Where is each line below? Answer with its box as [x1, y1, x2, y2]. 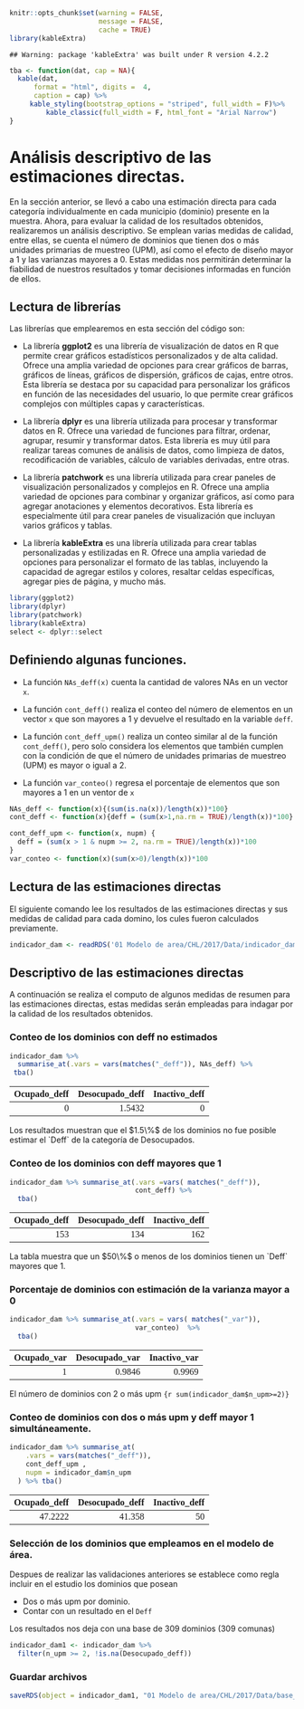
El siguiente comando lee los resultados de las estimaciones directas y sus [9, 903, 288, 914]
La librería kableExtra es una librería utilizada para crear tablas [22, 538, 258, 549]
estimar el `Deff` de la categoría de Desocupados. [9, 1134, 195, 1145]
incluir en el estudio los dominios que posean [9, 1579, 178, 1590]
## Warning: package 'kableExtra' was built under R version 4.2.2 [9, 50, 270, 59]
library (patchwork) [9, 611, 83, 620]
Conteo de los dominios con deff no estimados [9, 1031, 218, 1044]
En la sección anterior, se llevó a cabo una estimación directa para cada [9, 196, 278, 207]
